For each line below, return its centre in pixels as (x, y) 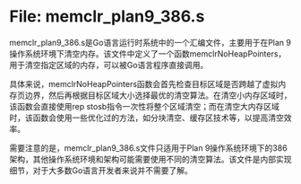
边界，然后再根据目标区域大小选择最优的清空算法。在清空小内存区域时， (158, 95)
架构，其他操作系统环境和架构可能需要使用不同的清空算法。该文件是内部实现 (150, 159)
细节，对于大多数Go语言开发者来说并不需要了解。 (101, 170)
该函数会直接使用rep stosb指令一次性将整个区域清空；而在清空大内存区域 (144, 106)
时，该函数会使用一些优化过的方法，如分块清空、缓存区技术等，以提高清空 (146, 118)
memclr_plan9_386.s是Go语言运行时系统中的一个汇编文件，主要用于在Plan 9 (150, 42)
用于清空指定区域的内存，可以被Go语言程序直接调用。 (109, 65)
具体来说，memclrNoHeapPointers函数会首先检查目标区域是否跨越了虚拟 (144, 83)
